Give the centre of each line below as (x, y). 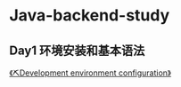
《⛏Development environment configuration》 (90, 73)
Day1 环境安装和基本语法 (77, 50)
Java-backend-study (90, 16)
